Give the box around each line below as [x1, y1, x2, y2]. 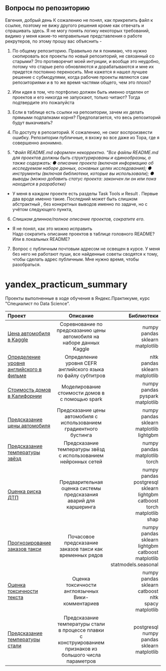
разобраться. [12, 261, 41, 267]
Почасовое [67, 533, 95, 540]
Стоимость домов [7, 386, 51, 393]
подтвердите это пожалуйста [12, 99, 75, 106]
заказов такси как [59, 545, 103, 552]
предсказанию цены [56, 327, 106, 334]
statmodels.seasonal [110, 561, 159, 568]
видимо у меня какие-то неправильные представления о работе [5, 33, 142, 39]
